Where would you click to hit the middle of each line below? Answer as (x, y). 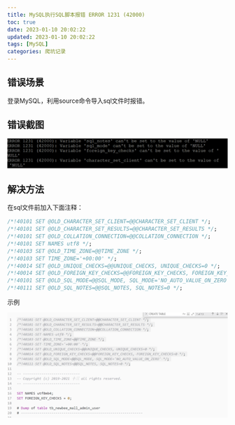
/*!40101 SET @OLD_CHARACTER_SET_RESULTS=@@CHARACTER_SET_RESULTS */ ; (112, 229)
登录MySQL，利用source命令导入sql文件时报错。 (78, 101)
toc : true (22, 22)
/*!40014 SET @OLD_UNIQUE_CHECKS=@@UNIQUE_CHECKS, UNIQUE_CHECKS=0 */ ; (114, 266)
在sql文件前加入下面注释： (45, 208)
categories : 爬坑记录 (37, 52)
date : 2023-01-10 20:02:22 (47, 29)
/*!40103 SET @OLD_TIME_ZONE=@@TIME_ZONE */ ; (74, 251)
